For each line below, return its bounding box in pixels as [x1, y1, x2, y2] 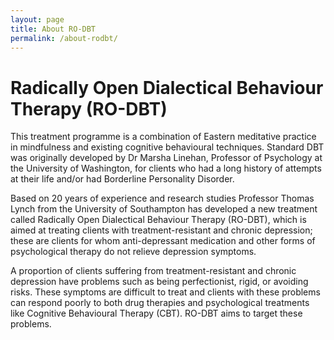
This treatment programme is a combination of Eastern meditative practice [10, 131, 317, 143]
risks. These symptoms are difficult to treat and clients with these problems [10, 286, 321, 298]
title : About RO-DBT [10, 24, 97, 34]
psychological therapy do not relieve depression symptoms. [10, 246, 257, 258]
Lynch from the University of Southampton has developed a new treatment [10, 203, 318, 215]
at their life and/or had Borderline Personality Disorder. [10, 173, 235, 185]
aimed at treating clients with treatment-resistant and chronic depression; [10, 224, 313, 236]
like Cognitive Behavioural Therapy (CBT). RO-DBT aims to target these [10, 307, 303, 320]
